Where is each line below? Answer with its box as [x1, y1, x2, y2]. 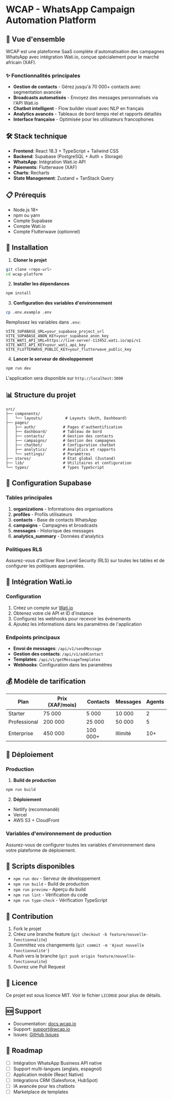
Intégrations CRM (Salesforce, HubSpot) [13, 1077, 99, 1083]
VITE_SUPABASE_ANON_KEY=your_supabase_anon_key [6, 334, 109, 339]
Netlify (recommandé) [13, 806, 60, 812]
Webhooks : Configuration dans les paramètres [13, 661, 112, 667]
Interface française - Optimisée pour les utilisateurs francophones [13, 116, 154, 122]
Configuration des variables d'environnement [13, 300, 113, 306]
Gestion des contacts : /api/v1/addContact [13, 651, 104, 657]
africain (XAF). [6, 59, 37, 65]
